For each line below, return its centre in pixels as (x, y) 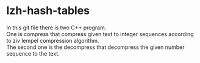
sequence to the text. (33, 53)
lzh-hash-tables (48, 11)
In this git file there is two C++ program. (56, 28)
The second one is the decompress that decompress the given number (95, 47)
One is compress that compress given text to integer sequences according (100, 34)
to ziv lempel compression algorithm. (53, 40)
